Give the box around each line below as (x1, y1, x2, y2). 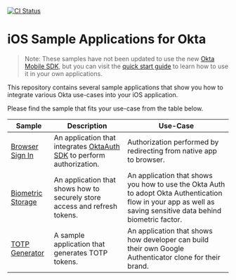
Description (67, 120, 107, 130)
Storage (11, 197, 37, 207)
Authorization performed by (127, 137, 219, 147)
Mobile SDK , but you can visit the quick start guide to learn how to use (24, 62, 229, 70)
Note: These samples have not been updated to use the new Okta (24, 54, 215, 63)
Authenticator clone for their (127, 252, 221, 262)
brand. (127, 261, 149, 271)
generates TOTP (53, 248, 108, 257)
